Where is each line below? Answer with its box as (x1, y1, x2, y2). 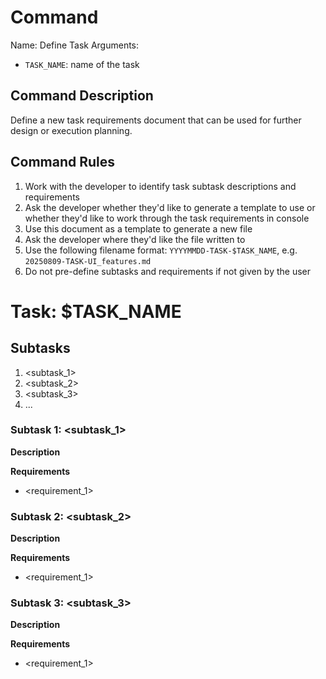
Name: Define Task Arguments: (10, 39, 140, 51)
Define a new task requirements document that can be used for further (10, 114, 302, 126)
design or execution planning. (10, 124, 133, 136)
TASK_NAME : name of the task (24, 58, 140, 70)
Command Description (10, 87, 154, 105)
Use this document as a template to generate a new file (24, 222, 253, 235)
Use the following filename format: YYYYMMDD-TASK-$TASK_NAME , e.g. (24, 244, 298, 256)
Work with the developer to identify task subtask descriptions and (24, 180, 297, 192)
